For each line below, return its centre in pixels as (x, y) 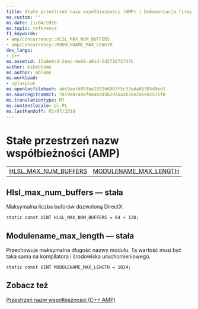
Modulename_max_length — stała (70, 236)
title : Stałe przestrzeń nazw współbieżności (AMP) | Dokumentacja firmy (99, 12)
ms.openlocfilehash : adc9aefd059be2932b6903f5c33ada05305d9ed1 (86, 89)
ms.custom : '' (24, 17)
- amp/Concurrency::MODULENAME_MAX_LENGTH (59, 45)
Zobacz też (27, 286)
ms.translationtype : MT (36, 100)
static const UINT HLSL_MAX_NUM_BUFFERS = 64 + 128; (73, 217)
